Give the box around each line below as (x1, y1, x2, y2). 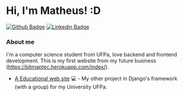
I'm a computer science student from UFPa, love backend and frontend (6, 51, 177, 58)
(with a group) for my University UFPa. (14, 83, 108, 91)
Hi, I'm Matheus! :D (6, 4, 101, 17)
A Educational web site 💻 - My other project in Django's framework (14, 75, 178, 82)
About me (6, 38, 35, 46)
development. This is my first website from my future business (6, 57, 157, 65)
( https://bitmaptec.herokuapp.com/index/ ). (6, 63, 109, 70)
